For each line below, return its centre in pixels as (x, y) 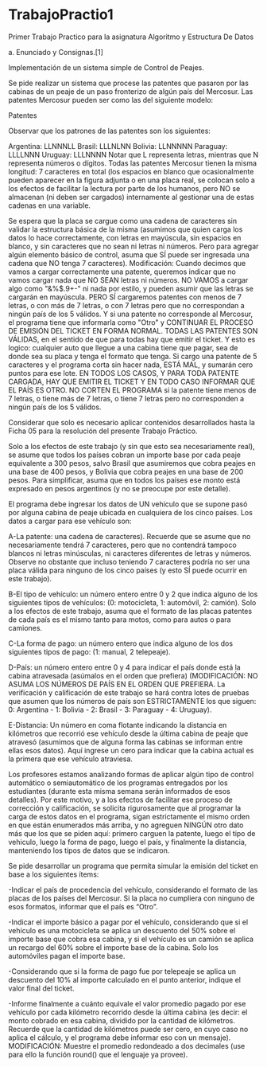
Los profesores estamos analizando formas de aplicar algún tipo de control (131, 774)
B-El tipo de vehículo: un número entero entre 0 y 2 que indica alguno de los (133, 594)
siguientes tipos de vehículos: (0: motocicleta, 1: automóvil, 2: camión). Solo (132, 602)
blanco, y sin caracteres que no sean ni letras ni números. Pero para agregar (133, 246)
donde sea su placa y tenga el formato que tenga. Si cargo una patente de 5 (133, 356)
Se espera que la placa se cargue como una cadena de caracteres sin (122, 221)
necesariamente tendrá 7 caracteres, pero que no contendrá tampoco (122, 545)
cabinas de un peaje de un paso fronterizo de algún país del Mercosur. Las (131, 91)
